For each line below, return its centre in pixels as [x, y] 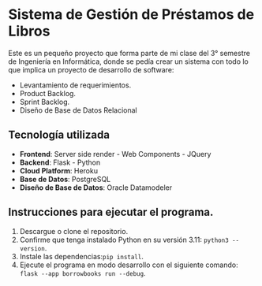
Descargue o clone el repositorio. [74, 231]
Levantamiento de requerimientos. [75, 85]
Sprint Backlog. [45, 102]
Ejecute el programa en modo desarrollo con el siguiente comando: [129, 265]
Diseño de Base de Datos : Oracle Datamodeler [96, 188]
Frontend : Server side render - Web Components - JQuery [115, 154]
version [32, 249]
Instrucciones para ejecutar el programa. [111, 212]
